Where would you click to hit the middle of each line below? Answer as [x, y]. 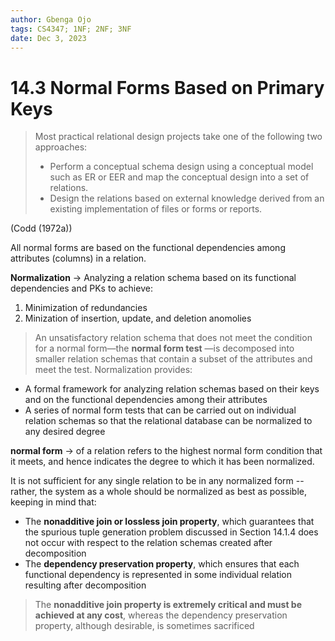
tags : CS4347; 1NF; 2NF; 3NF [71, 29]
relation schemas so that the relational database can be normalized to [168, 421]
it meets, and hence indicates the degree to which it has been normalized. [162, 462]
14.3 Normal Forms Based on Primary [167, 87]
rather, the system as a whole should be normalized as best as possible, [159, 492]
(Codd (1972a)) [41, 228]
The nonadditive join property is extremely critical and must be [168, 605]
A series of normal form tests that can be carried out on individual [160, 410]
